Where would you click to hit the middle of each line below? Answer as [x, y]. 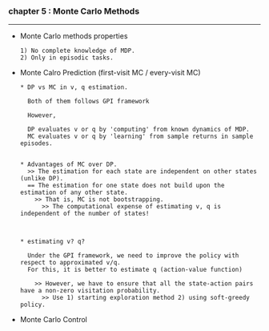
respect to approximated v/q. [70, 263]
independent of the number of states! [84, 214]
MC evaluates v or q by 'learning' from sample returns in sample [141, 137]
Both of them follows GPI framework [88, 102]
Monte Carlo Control [54, 320]
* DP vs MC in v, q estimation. [74, 87]
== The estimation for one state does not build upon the [126, 186]
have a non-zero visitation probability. [90, 291]
